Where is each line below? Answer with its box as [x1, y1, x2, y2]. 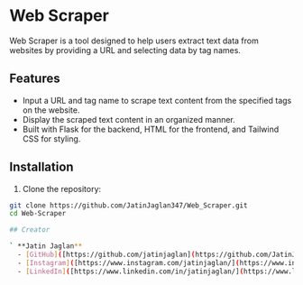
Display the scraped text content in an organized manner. [22, 114, 236, 124]
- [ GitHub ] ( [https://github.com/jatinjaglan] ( [17, 250, 196, 260]
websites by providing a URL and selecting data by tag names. [9, 44, 242, 55]
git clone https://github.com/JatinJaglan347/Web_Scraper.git [9, 200, 248, 210]
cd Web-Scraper [9, 209, 67, 218]
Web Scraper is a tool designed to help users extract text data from [9, 35, 259, 46]
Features [9, 71, 60, 87]
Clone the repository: [22, 183, 102, 194]
